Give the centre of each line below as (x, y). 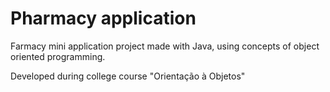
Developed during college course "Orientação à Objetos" (128, 76)
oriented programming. (58, 56)
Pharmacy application (103, 18)
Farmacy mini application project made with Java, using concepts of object (165, 46)
